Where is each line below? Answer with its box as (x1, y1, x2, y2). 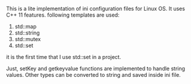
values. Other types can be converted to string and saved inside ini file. (6, 71, 181, 78)
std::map (14, 23, 37, 30)
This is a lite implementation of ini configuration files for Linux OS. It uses (6, 5, 186, 12)
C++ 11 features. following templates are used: (6, 11, 120, 18)
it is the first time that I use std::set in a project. (6, 54, 121, 60)
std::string (14, 29, 40, 36)
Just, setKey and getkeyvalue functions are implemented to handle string (6, 65, 186, 72)
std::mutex (14, 36, 41, 42)
